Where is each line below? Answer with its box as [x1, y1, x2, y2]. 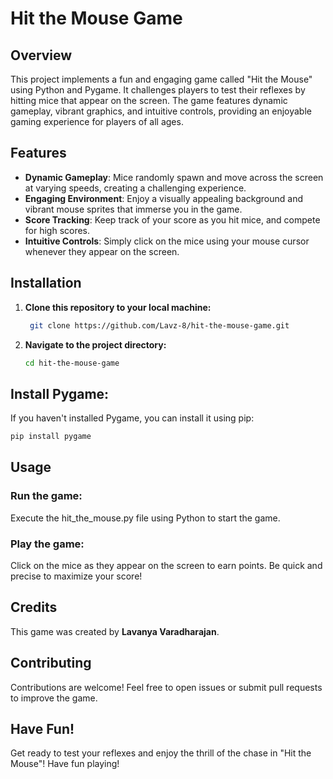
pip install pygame [10, 432, 92, 442]
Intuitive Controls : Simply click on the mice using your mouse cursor [24, 235, 310, 247]
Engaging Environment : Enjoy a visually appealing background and [24, 192, 303, 204]
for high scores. [24, 224, 91, 236]
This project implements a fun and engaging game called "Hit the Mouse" [10, 73, 313, 85]
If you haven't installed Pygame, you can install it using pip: [10, 412, 255, 424]
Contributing [10, 655, 92, 672]
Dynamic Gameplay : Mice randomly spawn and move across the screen [24, 171, 324, 183]
